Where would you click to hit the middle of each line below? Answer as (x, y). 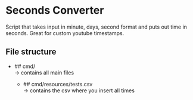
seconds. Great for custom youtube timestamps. (65, 33)
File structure (31, 52)
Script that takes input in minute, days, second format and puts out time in (96, 27)
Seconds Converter (55, 10)
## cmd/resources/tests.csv (58, 84)
